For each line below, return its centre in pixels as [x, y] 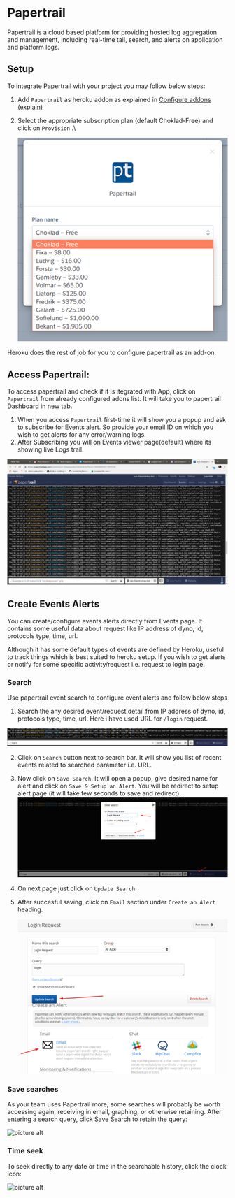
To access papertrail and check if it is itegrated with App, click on [101, 391]
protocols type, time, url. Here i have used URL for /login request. [113, 719]
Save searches [33, 1089]
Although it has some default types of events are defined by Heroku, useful [116, 649]
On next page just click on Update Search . [77, 888]
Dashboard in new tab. [40, 406]
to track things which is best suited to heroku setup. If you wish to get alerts [116, 657]
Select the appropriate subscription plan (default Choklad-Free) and [115, 120]
